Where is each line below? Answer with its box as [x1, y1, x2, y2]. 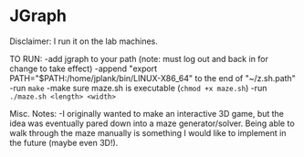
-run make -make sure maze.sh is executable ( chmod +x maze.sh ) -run [9, 82, 267, 93]
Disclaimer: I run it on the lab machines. [9, 36, 158, 47]
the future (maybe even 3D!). [9, 137, 119, 148]
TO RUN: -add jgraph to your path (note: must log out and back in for [9, 53, 269, 64]
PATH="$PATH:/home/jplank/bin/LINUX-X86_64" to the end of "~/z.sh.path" [9, 72, 297, 83]
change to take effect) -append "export [9, 63, 158, 74]
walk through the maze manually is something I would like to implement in [9, 127, 287, 138]
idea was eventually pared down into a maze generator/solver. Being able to [9, 118, 295, 129]
